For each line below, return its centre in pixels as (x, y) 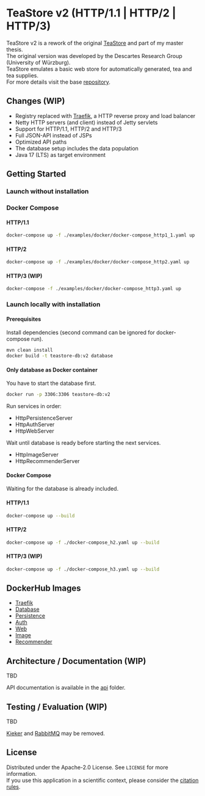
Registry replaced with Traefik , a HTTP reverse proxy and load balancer (105, 115)
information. (22, 773)
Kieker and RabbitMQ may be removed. (56, 734)
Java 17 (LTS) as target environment (60, 155)
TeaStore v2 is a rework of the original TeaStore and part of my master (95, 43)
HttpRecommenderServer (48, 461)
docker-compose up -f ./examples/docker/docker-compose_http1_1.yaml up (101, 235)
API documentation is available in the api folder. (66, 688)
